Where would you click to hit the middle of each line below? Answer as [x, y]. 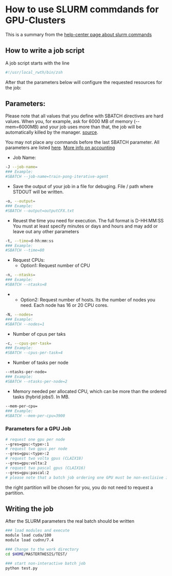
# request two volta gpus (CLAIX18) [44, 459]
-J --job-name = [21, 167]
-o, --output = [20, 201]
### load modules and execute [38, 531]
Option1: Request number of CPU [55, 265]
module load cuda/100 [28, 536]
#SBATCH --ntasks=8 [26, 285]
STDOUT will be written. [38, 192]
